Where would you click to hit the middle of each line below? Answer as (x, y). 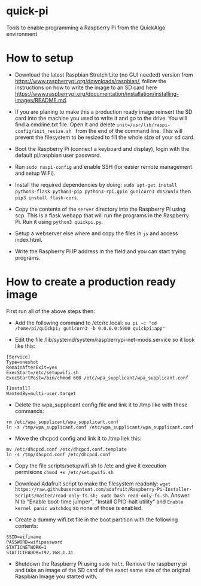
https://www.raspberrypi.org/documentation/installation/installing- (97, 93)
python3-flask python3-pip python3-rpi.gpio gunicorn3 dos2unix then (103, 191)
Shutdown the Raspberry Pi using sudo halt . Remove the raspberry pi (101, 563)
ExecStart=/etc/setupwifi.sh (42, 372)
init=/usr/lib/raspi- (143, 125)
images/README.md (40, 100)
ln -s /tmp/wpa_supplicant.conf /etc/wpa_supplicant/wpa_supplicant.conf (100, 427)
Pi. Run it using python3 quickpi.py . (59, 221)
